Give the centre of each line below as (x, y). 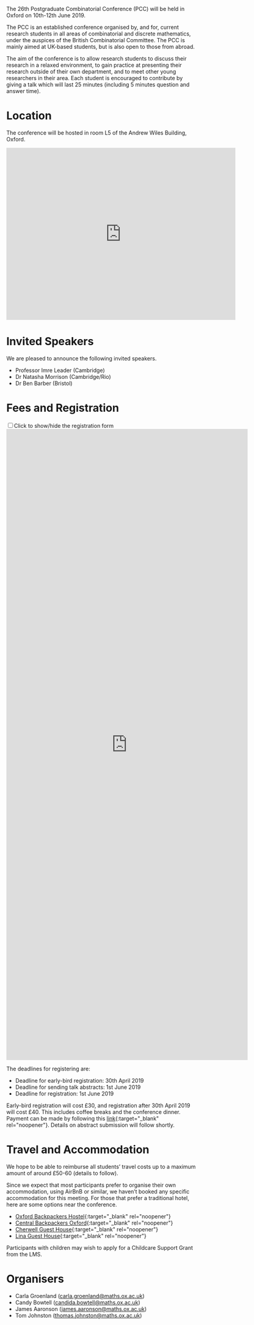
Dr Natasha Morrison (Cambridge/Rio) (63, 376)
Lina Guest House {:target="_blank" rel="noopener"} (81, 1236)
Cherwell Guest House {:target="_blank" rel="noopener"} (87, 1229)
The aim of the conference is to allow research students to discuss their (97, 58)
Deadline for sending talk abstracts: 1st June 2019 (78, 1087)
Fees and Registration (63, 408)
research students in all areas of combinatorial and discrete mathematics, (99, 34)
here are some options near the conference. (62, 1204)
